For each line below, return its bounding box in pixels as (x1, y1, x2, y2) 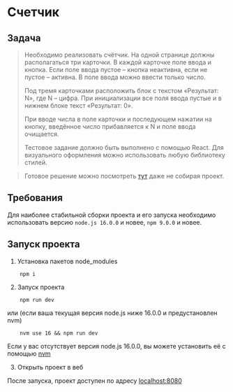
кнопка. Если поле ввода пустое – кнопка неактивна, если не (24, 66, 208, 73)
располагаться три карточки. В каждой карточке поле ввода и (24, 58, 211, 66)
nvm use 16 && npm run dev (20, 330, 98, 337)
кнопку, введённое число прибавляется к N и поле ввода (24, 122, 197, 130)
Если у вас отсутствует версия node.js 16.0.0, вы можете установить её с (7, 342, 226, 350)
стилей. (24, 158, 47, 167)
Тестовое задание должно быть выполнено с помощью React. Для (24, 143, 225, 151)
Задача (7, 32, 41, 44)
